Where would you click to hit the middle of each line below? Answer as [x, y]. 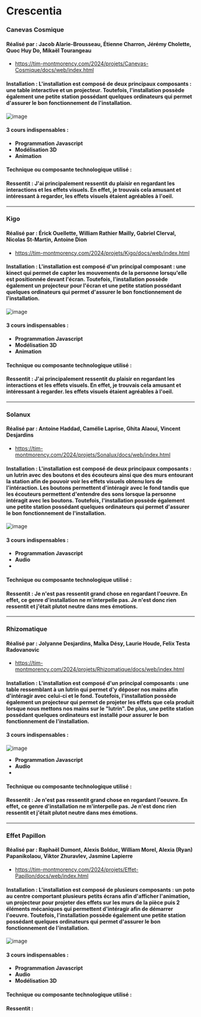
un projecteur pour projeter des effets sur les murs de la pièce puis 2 [93, 902]
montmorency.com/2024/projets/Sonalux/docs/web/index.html [92, 455]
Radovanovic [23, 650]
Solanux [19, 414]
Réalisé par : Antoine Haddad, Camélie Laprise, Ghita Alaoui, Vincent [93, 429]
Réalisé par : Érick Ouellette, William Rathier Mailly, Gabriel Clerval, [91, 233]
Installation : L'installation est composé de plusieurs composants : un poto [100, 889]
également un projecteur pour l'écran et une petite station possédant [94, 286]
